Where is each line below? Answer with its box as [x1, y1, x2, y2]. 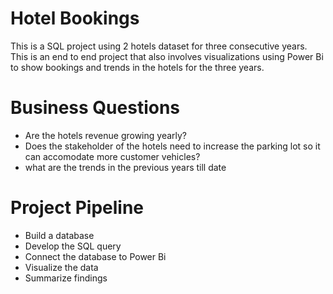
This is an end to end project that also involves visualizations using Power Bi [10, 50, 324, 62]
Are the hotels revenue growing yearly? [24, 129, 188, 141]
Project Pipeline [10, 197, 145, 219]
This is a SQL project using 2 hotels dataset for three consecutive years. [10, 40, 308, 52]
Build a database [24, 229, 95, 241]
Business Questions [10, 97, 181, 119]
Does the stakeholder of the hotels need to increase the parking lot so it [24, 140, 321, 152]
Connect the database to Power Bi [24, 250, 167, 262]
